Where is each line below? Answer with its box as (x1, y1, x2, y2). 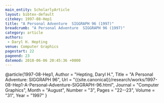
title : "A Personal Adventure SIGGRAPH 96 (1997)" (5, 21, 114, 26)
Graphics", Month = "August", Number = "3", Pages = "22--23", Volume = (5, 87, 155, 93)
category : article (5, 30, 43, 35)
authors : (5, 35, 23, 40)
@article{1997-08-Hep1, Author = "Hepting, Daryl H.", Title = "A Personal (5, 71, 154, 77)
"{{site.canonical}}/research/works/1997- (73, 77, 158, 83)
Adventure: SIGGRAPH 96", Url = (5, 77, 72, 83)
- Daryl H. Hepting (7, 40, 48, 45)
